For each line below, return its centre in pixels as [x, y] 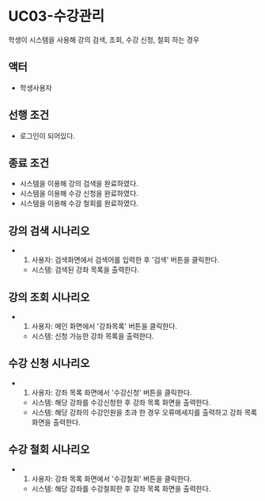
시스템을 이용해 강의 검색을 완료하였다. [79, 184]
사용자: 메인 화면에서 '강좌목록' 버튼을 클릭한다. [104, 326]
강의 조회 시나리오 [49, 297]
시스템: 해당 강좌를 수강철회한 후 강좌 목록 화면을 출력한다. [121, 488]
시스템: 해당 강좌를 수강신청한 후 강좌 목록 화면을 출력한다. [121, 402]
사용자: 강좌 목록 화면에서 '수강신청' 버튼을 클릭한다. [112, 392]
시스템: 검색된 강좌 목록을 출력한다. [85, 270]
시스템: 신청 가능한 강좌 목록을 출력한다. [93, 336]
